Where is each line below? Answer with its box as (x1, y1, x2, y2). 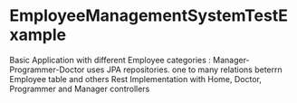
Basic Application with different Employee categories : (9, 54, 211, 65)
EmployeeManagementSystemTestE (9, 5, 288, 26)
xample (9, 24, 66, 45)
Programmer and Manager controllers (9, 83, 150, 94)
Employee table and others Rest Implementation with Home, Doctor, (9, 73, 263, 84)
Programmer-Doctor (9, 64, 85, 75)
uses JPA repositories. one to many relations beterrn (86, 64, 283, 75)
